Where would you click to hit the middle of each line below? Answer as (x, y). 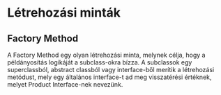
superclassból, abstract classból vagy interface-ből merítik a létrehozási (111, 70)
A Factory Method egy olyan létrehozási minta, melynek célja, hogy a (106, 55)
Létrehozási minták (64, 13)
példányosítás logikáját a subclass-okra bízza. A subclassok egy (100, 62)
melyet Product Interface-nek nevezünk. (65, 84)
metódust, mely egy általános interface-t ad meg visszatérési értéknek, (109, 77)
